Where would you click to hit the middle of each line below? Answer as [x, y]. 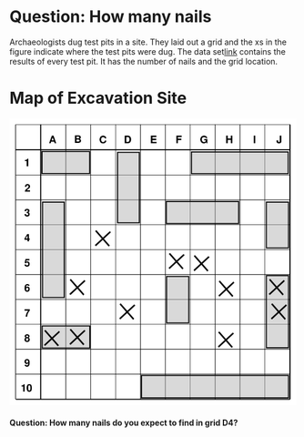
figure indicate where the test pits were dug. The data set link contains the [148, 51]
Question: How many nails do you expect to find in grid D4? [124, 423]
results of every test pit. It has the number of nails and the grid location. [144, 61]
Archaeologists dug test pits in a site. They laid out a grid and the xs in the [148, 42]
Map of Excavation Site [98, 98]
